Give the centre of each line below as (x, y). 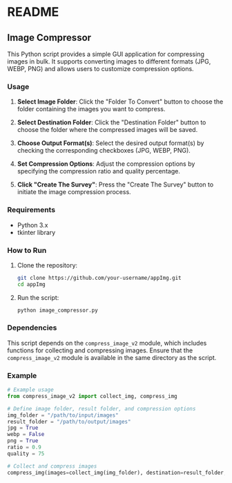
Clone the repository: (47, 265)
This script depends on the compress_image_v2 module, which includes (107, 343)
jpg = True (23, 428)
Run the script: (38, 297)
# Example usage (30, 390)
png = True (23, 441)
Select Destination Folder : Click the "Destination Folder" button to (112, 122)
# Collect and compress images (52, 466)
